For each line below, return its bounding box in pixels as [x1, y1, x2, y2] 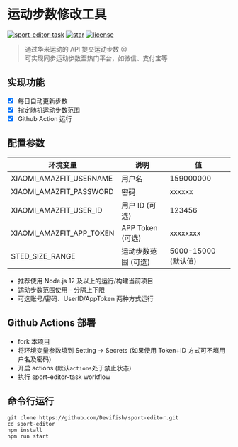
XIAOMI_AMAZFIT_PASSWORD [11, 186, 115, 196]
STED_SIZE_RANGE [11, 251, 76, 261]
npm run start [7, 433, 50, 440]
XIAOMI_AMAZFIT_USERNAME [11, 173, 113, 183]
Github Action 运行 [17, 114, 72, 123]
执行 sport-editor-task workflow [17, 373, 111, 381]
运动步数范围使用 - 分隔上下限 [17, 285, 106, 294]
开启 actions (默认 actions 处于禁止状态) [17, 363, 132, 372]
